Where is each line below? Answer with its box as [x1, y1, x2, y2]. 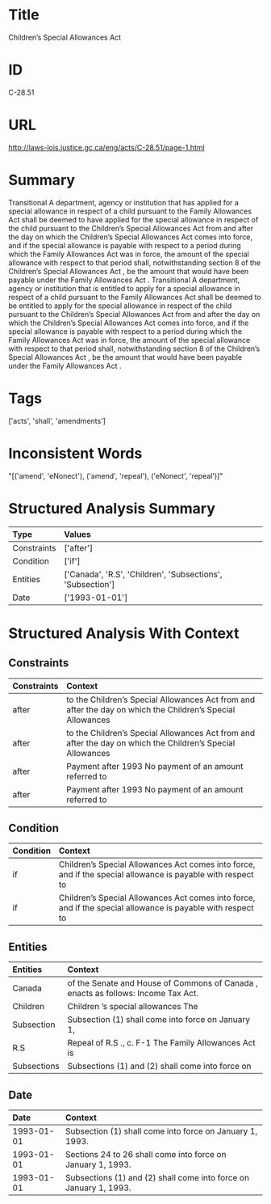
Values [64, 528, 91, 539]
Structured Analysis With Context [8, 624, 240, 642]
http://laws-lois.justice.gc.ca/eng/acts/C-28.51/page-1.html [8, 142, 205, 152]
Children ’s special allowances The [67, 1001, 198, 1012]
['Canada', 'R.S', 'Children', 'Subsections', [64, 568, 223, 580]
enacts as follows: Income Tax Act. [67, 988, 199, 999]
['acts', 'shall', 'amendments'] [8, 416, 106, 425]
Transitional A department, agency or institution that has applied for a [8, 197, 240, 207]
